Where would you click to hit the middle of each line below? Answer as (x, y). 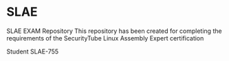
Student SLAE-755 (33, 51)
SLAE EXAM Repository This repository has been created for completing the (114, 31)
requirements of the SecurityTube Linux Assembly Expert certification (105, 38)
